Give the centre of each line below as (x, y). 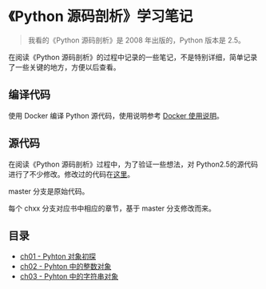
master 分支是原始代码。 (49, 191)
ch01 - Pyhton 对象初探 (58, 256)
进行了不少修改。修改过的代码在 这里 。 (71, 174)
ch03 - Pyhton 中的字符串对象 (69, 276)
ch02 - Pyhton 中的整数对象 (66, 267)
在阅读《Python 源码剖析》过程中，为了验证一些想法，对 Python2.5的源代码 (133, 164)
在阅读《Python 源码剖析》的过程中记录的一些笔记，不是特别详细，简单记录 (133, 57)
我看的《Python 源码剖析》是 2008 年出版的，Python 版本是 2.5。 (137, 40)
